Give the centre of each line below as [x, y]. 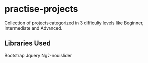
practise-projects [41, 9]
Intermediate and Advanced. [34, 28]
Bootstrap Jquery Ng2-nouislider [38, 55]
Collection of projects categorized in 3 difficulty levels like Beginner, [74, 23]
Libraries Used [27, 44]
